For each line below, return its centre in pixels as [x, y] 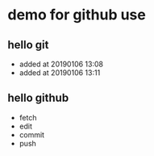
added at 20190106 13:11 [60, 73]
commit [32, 134]
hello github [38, 98]
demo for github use [77, 15]
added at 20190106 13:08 [61, 64]
